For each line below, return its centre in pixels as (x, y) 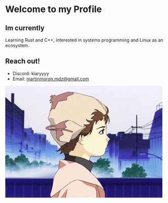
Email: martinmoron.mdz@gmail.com (51, 79)
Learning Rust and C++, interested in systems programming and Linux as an (84, 40)
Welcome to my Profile (54, 9)
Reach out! (23, 61)
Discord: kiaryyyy (31, 73)
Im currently (25, 28)
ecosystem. (17, 45)
